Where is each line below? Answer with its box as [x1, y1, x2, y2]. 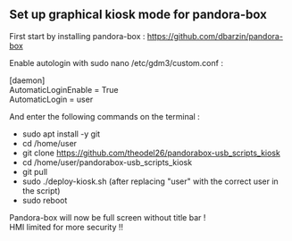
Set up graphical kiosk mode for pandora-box [9, 7, 268, 22]
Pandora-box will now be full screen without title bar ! [9, 212, 206, 222]
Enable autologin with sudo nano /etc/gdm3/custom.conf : [9, 57, 223, 68]
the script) [21, 185, 61, 195]
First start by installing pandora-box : [9, 30, 146, 41]
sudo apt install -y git [21, 129, 101, 139]
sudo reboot [21, 195, 68, 205]
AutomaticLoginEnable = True [9, 84, 119, 95]
